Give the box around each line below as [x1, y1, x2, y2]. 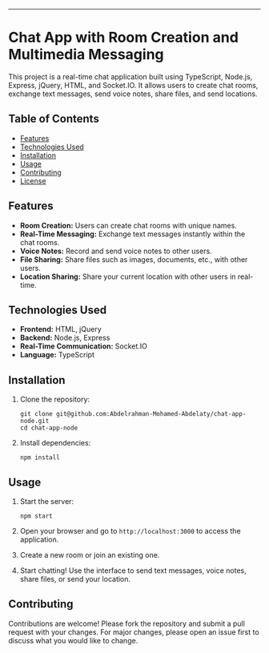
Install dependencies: [19, 438, 91, 448]
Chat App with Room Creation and [8, 29, 239, 46]
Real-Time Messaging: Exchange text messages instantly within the [19, 229, 246, 239]
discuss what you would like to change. [8, 635, 139, 645]
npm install [19, 453, 60, 462]
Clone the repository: [19, 394, 90, 405]
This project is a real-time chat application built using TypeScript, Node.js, [8, 71, 253, 81]
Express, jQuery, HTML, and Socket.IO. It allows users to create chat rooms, [8, 80, 259, 90]
